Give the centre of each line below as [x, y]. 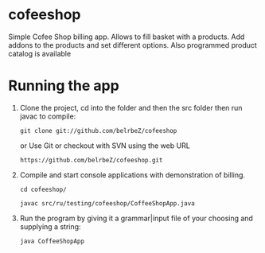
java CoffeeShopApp [52, 241]
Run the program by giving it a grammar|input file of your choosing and [136, 218]
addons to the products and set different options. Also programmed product [132, 45]
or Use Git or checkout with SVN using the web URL [105, 146]
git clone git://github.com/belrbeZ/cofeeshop [98, 130]
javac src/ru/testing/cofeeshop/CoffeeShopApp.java [107, 203]
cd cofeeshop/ [43, 189]
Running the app [64, 86]
